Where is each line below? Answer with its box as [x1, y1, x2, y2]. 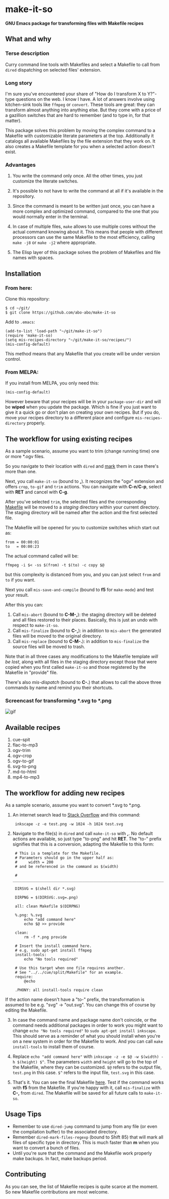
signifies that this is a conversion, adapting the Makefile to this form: [12, 841, 154, 847]
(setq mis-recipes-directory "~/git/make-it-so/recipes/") [5, 337, 132, 342]
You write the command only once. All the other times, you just [12, 173, 143, 179]
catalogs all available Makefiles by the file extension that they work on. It [5, 138, 156, 144]
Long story [5, 79, 33, 86]
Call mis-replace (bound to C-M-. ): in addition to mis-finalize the [12, 639, 149, 645]
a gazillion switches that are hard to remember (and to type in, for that [5, 112, 150, 118]
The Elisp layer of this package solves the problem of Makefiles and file [12, 249, 161, 256]
